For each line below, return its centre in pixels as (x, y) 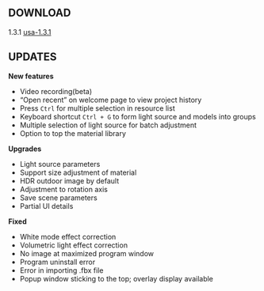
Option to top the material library (73, 133)
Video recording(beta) (56, 91)
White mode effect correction (68, 236)
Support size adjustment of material (78, 172)
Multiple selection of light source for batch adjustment (108, 125)
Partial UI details (46, 206)
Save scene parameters (58, 198)
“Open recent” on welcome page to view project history (111, 100)
